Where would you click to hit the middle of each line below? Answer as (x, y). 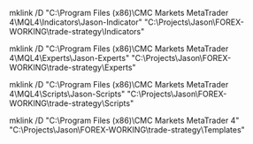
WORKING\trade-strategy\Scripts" (72, 103)
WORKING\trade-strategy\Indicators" (77, 31)
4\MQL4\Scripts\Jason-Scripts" (67, 94)
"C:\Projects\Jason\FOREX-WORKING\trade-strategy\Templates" (127, 130)
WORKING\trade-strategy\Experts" (73, 67)
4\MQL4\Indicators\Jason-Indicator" (76, 22)
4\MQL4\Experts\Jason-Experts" (69, 58)
